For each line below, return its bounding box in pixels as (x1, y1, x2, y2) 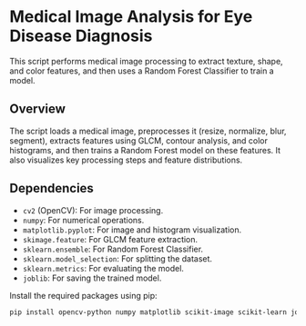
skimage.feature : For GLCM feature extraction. (22, 233, 199, 244)
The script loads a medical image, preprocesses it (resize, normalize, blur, (9, 125, 287, 136)
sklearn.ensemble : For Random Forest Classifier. (22, 243, 203, 254)
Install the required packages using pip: (9, 290, 158, 301)
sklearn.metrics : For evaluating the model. (22, 262, 185, 273)
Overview (9, 102, 66, 117)
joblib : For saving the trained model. (22, 272, 162, 283)
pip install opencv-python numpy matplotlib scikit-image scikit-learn (9, 307, 287, 317)
